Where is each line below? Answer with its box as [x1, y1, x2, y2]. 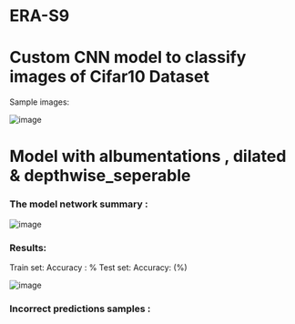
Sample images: [9, 96, 70, 107]
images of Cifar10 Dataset [9, 66, 209, 87]
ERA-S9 [9, 5, 70, 26]
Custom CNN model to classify [9, 47, 247, 68]
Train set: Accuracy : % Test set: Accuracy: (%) [9, 261, 188, 273]
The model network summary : [9, 197, 148, 210]
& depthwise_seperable [9, 166, 191, 187]
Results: [9, 241, 47, 254]
